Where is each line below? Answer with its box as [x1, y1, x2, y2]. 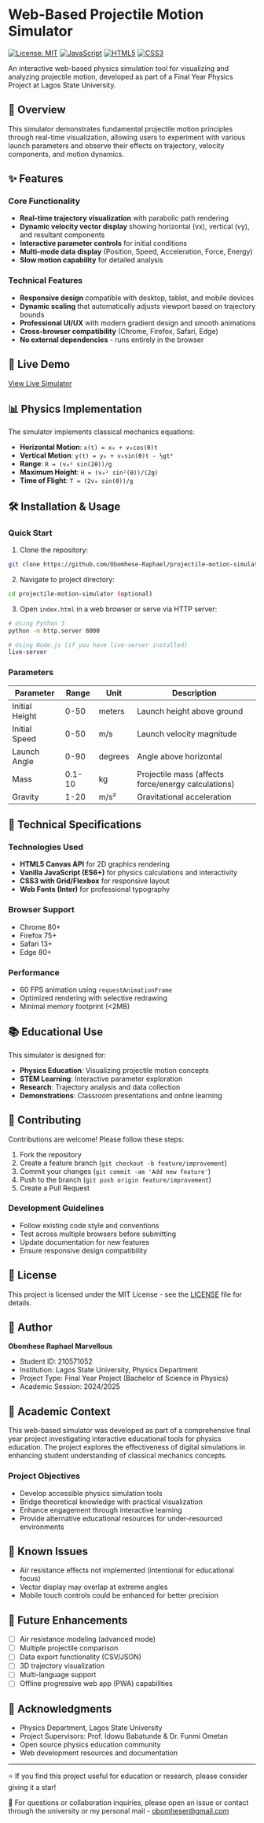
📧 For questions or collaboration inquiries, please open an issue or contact [8, 1798, 249, 1807]
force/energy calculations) [137, 778, 235, 789]
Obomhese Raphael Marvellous [8, 1342, 113, 1351]
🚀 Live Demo [8, 358, 71, 371]
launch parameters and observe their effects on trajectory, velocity [8, 140, 225, 150]
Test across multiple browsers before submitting [19, 1229, 177, 1238]
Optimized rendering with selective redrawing [19, 993, 167, 1002]
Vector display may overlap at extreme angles [19, 1582, 168, 1592]
